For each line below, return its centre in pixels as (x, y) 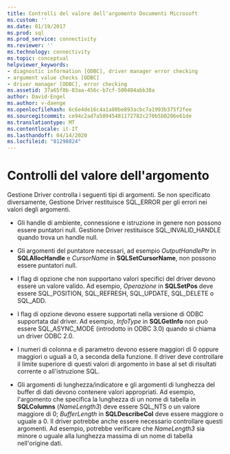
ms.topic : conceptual (38, 59)
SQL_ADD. (32, 301)
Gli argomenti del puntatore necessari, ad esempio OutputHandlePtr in (116, 251)
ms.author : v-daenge (37, 103)
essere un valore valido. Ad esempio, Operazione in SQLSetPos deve (115, 286)
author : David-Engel (37, 97)
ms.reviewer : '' (30, 45)
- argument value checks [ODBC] (53, 78)
